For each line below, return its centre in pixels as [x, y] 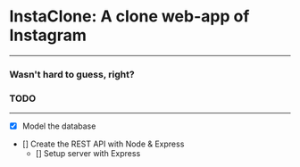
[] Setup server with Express [88, 154]
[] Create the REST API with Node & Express [103, 144]
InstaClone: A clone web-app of [129, 17]
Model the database [59, 126]
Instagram [48, 35]
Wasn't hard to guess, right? [72, 74]
